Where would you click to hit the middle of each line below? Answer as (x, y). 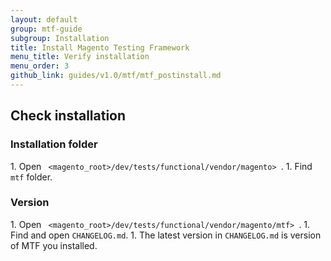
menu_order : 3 (40, 66)
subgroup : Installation (60, 38)
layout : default (44, 19)
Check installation (68, 116)
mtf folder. (31, 177)
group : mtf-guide (46, 29)
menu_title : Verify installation (80, 57)
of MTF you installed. (54, 245)
